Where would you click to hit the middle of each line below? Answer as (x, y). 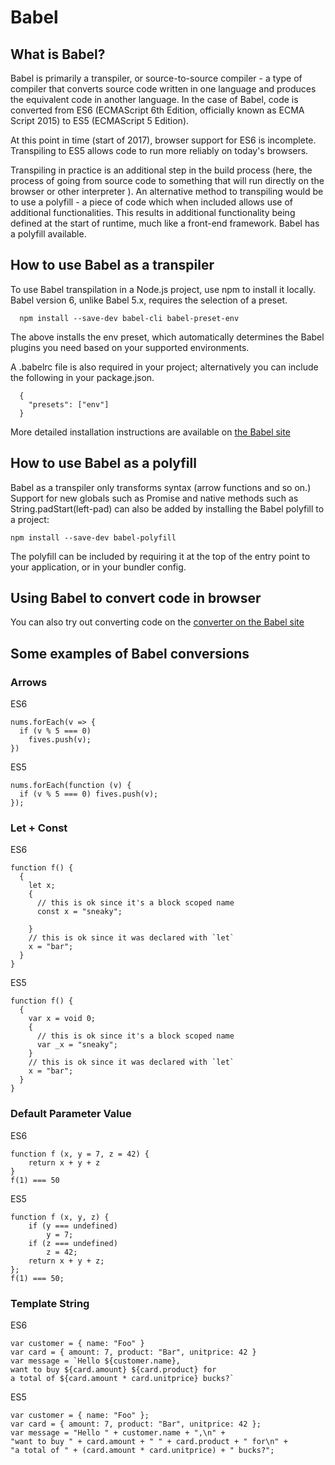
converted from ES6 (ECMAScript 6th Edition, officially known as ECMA (157, 110)
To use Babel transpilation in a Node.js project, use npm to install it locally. (163, 289)
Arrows (29, 682)
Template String (50, 1303)
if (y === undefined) (73, 1226)
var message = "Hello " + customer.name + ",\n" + (118, 1433)
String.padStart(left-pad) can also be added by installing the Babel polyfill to (167, 508)
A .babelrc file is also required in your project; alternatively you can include (164, 367)
